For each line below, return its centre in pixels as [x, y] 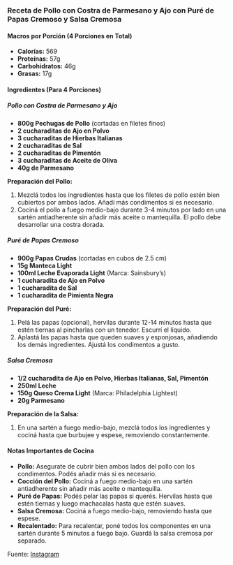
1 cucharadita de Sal [47, 288]
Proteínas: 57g [39, 59]
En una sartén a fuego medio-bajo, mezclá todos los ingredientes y [114, 427]
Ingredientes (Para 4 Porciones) [54, 89]
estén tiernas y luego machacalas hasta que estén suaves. [102, 503]
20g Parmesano [41, 400]
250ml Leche [37, 386]
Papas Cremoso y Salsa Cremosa [65, 19]
